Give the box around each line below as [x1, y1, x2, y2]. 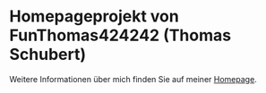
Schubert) [9, 45, 87, 64]
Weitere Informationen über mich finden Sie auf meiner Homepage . [9, 73, 257, 84]
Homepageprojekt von [9, 6, 179, 27]
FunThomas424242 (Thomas [9, 25, 231, 46]
